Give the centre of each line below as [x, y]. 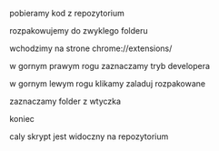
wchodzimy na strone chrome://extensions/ [91, 48]
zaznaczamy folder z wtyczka [65, 101]
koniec [22, 119]
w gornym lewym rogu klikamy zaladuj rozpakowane [108, 84]
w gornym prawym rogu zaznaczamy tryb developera [110, 66]
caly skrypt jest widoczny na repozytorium [89, 136]
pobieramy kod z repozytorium [67, 13]
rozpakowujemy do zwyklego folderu [79, 30]
